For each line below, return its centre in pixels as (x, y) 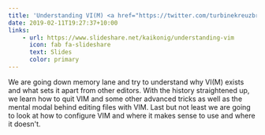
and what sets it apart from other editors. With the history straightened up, (129, 90)
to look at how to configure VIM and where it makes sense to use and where (132, 115)
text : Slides (50, 52)
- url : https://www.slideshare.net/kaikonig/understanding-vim (129, 37)
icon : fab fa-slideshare (70, 45)
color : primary (54, 60)
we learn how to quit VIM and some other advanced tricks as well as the (125, 99)
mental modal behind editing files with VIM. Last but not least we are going (129, 107)
